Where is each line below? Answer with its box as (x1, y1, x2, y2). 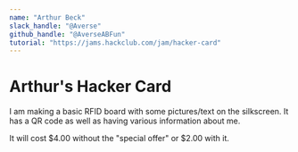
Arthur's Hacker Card (9, 77, 172, 97)
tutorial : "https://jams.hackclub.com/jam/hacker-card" (9, 38, 221, 47)
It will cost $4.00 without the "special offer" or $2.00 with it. (9, 133, 230, 144)
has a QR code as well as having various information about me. (9, 115, 241, 126)
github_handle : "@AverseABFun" (9, 30, 126, 38)
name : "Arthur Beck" (9, 13, 87, 22)
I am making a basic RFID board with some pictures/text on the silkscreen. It (9, 106, 289, 117)
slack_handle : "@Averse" (9, 21, 102, 30)
